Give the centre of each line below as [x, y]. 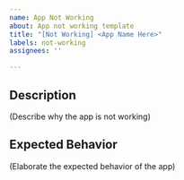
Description [43, 95]
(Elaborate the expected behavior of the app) [92, 166]
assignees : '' [36, 51]
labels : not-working [48, 43]
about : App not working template [72, 26]
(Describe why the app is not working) [80, 116]
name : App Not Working [52, 17]
